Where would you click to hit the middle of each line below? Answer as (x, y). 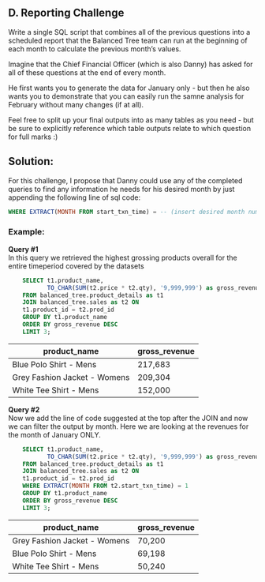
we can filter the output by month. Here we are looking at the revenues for (129, 426)
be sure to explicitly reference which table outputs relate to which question (129, 128)
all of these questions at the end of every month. (87, 72)
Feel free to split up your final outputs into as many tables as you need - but (131, 120)
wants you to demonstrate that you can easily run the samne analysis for (126, 96)
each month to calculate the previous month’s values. (95, 49)
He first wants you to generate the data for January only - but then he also (129, 88)
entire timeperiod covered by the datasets (76, 266)
